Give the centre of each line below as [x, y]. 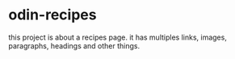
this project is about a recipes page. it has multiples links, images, [118, 37]
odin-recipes [52, 15]
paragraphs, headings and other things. [74, 45]
